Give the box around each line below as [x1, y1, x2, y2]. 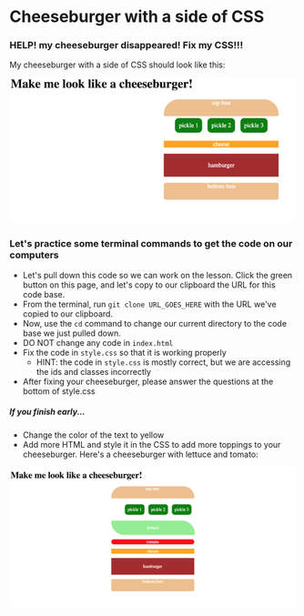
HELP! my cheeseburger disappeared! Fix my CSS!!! [9, 39, 244, 52]
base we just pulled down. [22, 328, 121, 338]
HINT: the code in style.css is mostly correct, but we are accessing [35, 357, 291, 368]
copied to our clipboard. [22, 308, 114, 319]
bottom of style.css [22, 385, 96, 397]
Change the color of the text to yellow [22, 429, 165, 440]
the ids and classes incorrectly [35, 366, 152, 377]
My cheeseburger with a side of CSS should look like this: [9, 59, 226, 70]
